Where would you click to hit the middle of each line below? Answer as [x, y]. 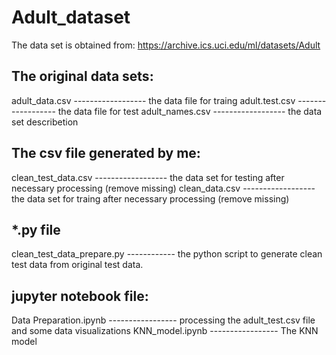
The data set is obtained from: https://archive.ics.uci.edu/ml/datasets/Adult [166, 45]
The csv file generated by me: [106, 153]
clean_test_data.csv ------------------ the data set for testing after [148, 177]
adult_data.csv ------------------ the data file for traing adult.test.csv [153, 100]
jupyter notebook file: [80, 296]
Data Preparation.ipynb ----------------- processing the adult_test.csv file [163, 320]
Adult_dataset [71, 17]
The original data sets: [82, 76]
